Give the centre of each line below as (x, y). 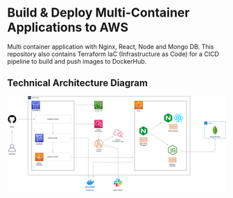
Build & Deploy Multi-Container (98, 13)
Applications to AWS (68, 27)
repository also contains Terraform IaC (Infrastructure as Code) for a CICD (113, 54)
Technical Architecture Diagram (77, 83)
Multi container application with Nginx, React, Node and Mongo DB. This (111, 46)
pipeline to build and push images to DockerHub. (77, 61)
